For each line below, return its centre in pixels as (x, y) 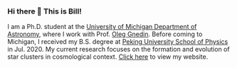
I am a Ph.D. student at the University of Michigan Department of (102, 27)
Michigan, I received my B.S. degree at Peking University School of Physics (118, 42)
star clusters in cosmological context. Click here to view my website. (108, 57)
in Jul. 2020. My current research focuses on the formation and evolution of (118, 50)
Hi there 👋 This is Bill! (44, 11)
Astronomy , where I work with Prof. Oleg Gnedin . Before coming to (105, 34)
